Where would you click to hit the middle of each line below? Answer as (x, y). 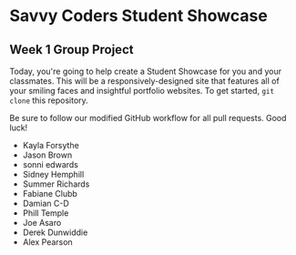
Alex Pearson (47, 242)
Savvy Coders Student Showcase (139, 16)
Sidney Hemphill (53, 174)
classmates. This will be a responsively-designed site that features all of (144, 81)
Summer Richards (56, 184)
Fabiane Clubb (50, 194)
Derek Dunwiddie (55, 232)
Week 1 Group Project (71, 50)
